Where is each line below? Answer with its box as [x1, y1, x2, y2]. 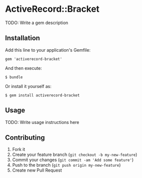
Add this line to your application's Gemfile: [5, 47, 91, 53]
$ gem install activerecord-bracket [5, 92, 80, 98]
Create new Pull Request [12, 167, 62, 173]
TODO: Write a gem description [5, 20, 69, 26]
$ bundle [5, 75, 23, 80]
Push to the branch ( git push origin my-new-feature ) [12, 162, 121, 168]
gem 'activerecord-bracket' [5, 57, 63, 61]
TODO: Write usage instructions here [5, 119, 79, 125]
